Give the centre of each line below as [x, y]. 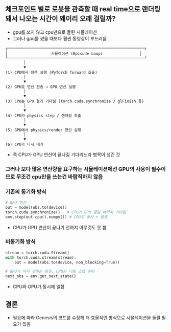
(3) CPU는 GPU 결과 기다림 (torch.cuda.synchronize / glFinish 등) [75, 101]
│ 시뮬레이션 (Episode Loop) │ [74, 53]
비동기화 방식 [20, 242]
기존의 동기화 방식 [26, 192]
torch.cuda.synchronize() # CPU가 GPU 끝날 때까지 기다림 [66, 212]
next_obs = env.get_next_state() [41, 276]
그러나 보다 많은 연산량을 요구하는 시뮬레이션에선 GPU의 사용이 [78, 169]
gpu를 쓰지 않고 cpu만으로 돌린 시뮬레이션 [55, 32]
